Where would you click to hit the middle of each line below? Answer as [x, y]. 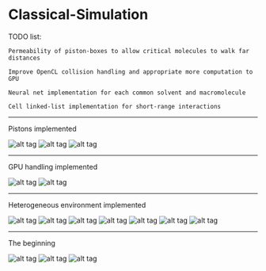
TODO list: [25, 36]
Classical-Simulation [78, 15]
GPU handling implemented [53, 166]
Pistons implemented [42, 128]
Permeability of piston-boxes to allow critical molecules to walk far [129, 51]
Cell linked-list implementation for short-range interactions [115, 106]
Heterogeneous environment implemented [77, 204]
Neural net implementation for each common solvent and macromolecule [127, 93]
